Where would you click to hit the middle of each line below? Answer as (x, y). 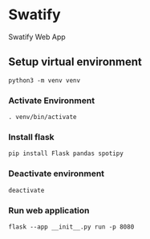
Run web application (49, 210)
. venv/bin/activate (43, 118)
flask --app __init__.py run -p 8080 (71, 227)
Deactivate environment (57, 173)
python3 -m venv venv (45, 80)
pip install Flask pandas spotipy (66, 153)
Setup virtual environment (75, 62)
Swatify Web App (37, 37)
